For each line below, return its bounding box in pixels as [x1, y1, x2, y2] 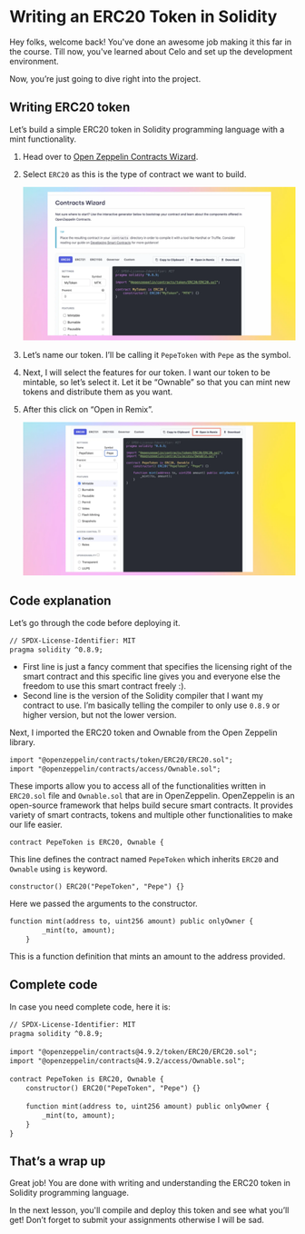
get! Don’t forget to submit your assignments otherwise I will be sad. [9, 1215, 265, 1226]
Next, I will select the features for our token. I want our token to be [22, 366, 271, 378]
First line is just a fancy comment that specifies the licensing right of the [22, 661, 292, 672]
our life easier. [9, 819, 64, 830]
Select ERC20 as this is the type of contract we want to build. [22, 168, 247, 179]
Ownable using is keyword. [9, 863, 108, 874]
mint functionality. [9, 134, 77, 144]
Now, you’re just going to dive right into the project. [9, 73, 202, 84]
